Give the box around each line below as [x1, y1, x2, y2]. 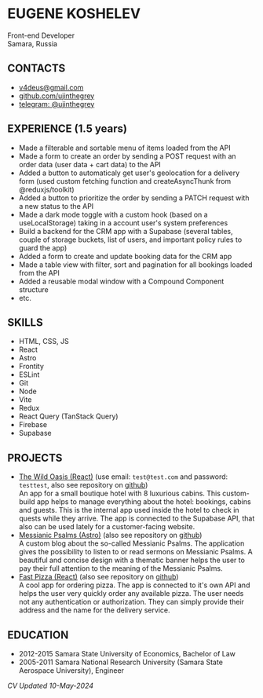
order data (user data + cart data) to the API [18, 159, 162, 169]
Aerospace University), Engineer [18, 666, 125, 675]
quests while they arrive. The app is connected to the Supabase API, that [18, 513, 255, 523]
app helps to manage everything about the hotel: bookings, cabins [36, 497, 252, 506]
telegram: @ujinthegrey [18, 99, 95, 108]
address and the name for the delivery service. [18, 605, 170, 615]
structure [18, 284, 49, 294]
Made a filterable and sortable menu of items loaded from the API [18, 143, 231, 152]
